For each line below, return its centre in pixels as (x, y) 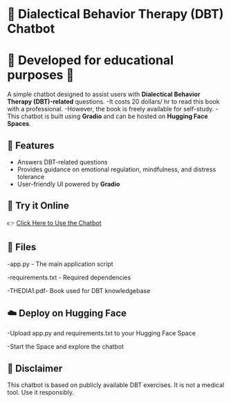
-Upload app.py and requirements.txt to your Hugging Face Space (101, 333)
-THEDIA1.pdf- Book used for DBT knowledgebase (79, 290)
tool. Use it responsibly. (41, 393)
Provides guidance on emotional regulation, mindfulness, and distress (117, 169)
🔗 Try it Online (38, 206)
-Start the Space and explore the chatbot (66, 347)
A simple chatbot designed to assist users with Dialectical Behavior (104, 94)
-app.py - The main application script (60, 264)
